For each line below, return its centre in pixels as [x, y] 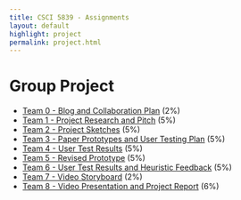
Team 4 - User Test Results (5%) [82, 148]
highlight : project [46, 34]
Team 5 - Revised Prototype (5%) [83, 158]
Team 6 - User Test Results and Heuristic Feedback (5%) [127, 168]
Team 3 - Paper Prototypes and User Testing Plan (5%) [124, 140]
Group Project [62, 86]
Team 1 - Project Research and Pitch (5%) [99, 120]
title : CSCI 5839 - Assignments [69, 17]
